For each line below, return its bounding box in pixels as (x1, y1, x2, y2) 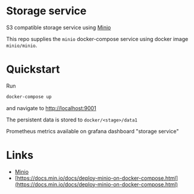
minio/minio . (6, 42, 37, 49)
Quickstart (6, 62, 61, 76)
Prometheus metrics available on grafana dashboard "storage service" (6, 127, 179, 134)
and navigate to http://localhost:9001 (6, 104, 96, 111)
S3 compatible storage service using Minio (6, 24, 111, 31)
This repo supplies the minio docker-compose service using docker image (6, 35, 189, 42)
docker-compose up (6, 93, 52, 99)
